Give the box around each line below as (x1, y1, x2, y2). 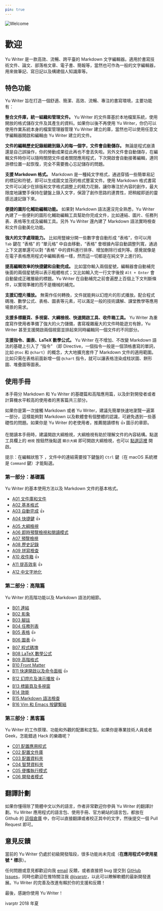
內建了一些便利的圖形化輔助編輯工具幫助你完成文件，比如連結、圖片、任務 (5, 213, 154, 218)
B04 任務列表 (12, 623, 39, 629)
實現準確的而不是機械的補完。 (17, 282, 78, 288)
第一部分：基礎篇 (5, 474, 45, 481)
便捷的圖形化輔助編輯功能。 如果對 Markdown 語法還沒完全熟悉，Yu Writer (5, 206, 155, 212)
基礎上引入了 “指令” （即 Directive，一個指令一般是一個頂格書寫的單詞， (13, 343, 158, 349)
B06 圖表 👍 (12, 637, 36, 642)
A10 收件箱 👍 (12, 554, 39, 560)
